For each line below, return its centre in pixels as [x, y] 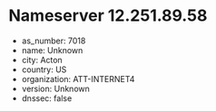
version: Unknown [55, 88]
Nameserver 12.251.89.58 [108, 16]
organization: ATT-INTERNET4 [78, 79]
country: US [44, 69]
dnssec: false [47, 98]
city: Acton [42, 60]
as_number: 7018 [54, 41]
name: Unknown [52, 50]
